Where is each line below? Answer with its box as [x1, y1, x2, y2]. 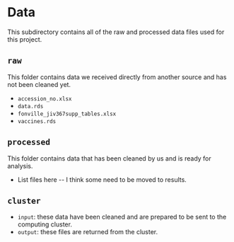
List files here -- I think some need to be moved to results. [17, 175, 187, 184]
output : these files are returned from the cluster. [17, 228, 158, 236]
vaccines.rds [17, 117, 57, 125]
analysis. [7, 161, 33, 170]
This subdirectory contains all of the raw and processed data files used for [7, 28, 225, 36]
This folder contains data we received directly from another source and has [7, 72, 227, 81]
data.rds [17, 103, 44, 110]
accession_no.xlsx [17, 95, 72, 103]
